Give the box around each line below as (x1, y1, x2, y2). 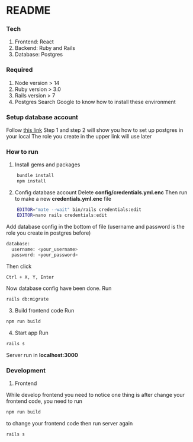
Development (6, 366, 46, 374)
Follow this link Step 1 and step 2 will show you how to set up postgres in (6, 127, 184, 134)
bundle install (17, 173, 54, 179)
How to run (6, 148, 38, 156)
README (6, 4, 51, 17)
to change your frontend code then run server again (6, 420, 133, 427)
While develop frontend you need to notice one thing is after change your (6, 392, 185, 399)
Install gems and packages (14, 161, 81, 168)
